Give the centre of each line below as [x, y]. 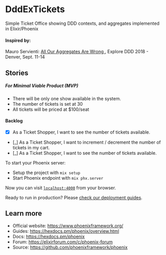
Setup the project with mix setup [46, 173]
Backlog [14, 121]
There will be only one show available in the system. [67, 98]
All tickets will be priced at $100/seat [51, 109]
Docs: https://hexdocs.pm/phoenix [48, 236]
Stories [17, 73]
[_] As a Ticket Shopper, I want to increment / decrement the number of [87, 142]
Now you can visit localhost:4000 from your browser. [61, 188]
